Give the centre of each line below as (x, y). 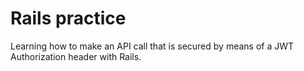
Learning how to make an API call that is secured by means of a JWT (152, 46)
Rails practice (68, 18)
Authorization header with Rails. (76, 56)
